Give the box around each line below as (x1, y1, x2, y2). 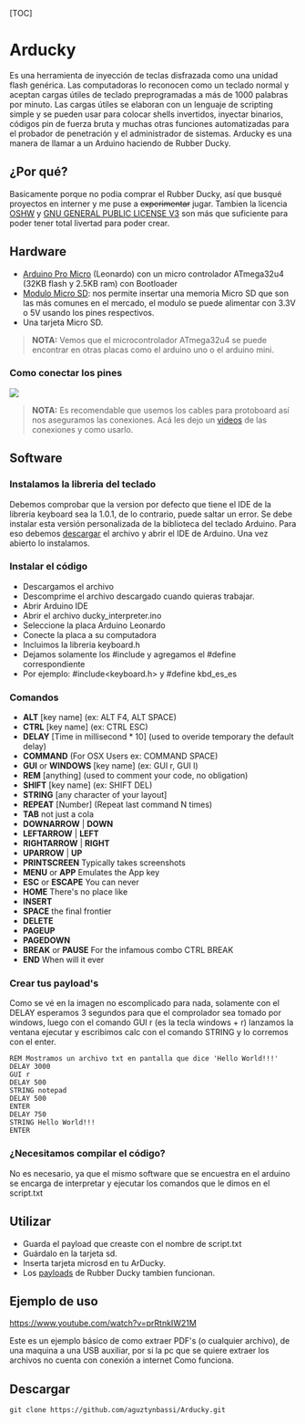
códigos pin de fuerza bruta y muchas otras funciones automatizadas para (9, 118, 290, 129)
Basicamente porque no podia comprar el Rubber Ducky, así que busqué (9, 188, 282, 199)
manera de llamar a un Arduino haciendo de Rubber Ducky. (9, 137, 231, 149)
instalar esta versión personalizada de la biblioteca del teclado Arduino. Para (9, 518, 297, 529)
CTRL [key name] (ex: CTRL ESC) (22, 721, 148, 733)
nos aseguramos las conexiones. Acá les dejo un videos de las (31, 414, 267, 425)
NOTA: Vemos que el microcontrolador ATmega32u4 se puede (31, 334, 267, 345)
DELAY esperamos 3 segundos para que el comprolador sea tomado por (9, 1008, 282, 1019)
